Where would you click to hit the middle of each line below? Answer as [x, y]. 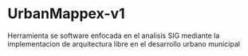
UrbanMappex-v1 [66, 14]
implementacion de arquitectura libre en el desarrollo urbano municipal [124, 43]
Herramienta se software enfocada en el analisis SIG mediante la [114, 35]
